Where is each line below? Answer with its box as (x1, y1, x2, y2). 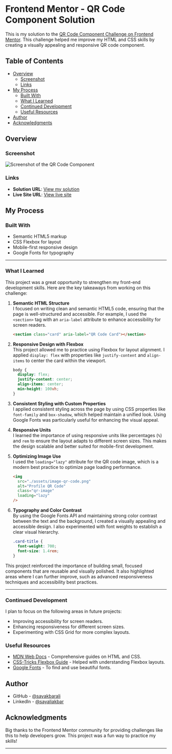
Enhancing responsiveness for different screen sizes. (12, 624, 125, 630)
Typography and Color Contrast (12, 507, 82, 514)
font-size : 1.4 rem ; (17, 548, 59, 554)
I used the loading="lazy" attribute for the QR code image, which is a (12, 458, 159, 465)
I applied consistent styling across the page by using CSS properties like (12, 406, 166, 412)
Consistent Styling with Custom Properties (12, 400, 106, 406)
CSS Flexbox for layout (12, 239, 61, 245)
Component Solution (5, 14, 95, 26)
